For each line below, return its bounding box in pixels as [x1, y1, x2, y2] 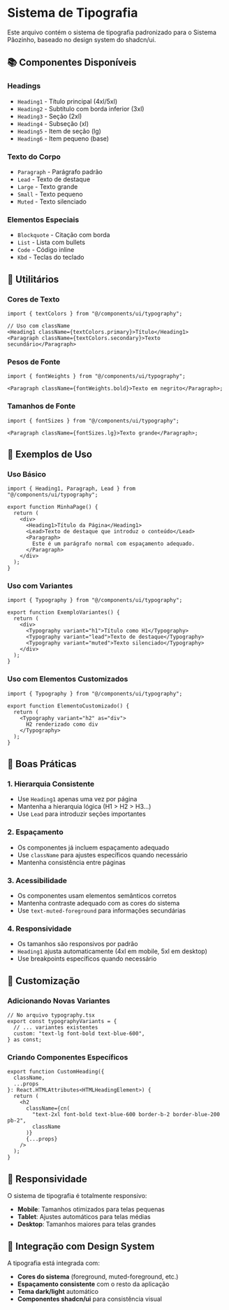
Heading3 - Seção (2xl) [17, 112, 82, 120]
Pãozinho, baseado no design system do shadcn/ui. [7, 35, 156, 43]
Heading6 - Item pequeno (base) [17, 134, 110, 143]
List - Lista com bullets [17, 238, 86, 246]
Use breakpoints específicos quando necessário [17, 955, 157, 963]
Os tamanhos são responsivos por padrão [17, 940, 138, 948]
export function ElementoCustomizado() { [7, 702, 130, 710]
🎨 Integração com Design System [7, 1240, 155, 1252]
